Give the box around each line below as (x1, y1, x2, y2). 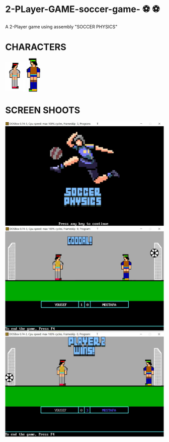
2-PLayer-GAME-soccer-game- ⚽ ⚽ (5, 4, 160, 15)
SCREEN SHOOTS (5, 105, 80, 116)
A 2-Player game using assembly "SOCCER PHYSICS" (5, 23, 118, 30)
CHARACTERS (5, 41, 66, 53)
